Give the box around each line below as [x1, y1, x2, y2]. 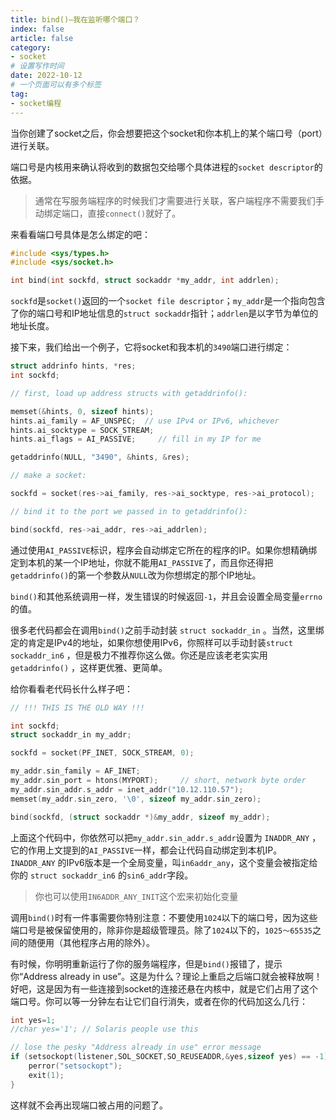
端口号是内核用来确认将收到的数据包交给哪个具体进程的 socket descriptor [10, 161, 315, 173]
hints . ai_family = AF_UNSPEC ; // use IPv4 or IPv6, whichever [10, 416, 280, 426]
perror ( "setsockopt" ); [28, 1061, 123, 1071]
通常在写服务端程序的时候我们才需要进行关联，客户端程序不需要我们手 [34, 194, 325, 206]
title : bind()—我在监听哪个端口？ [10, 14, 141, 25]
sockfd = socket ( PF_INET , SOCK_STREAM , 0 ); [10, 748, 195, 758]
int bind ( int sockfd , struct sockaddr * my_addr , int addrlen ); [10, 276, 280, 286]
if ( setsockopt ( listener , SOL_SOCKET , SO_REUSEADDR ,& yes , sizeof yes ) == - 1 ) [10, 1052, 329, 1062]
